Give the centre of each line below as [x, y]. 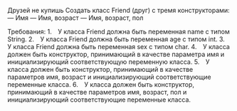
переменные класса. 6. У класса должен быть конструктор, [101, 84]
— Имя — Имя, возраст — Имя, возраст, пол [75, 18]
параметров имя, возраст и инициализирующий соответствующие [109, 77]
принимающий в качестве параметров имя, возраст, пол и [97, 92]
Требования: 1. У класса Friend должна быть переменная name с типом [118, 32]
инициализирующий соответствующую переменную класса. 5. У [109, 62]
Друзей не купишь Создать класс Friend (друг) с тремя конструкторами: [118, 10]
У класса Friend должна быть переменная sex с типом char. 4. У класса [118, 47]
